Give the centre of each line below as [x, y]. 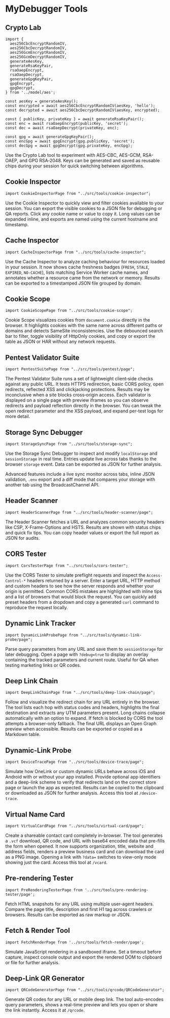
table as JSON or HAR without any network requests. [61, 342]
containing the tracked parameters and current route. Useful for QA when [82, 659]
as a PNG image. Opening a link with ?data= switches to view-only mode [81, 857]
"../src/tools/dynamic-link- [111, 635]
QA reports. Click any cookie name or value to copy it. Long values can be [83, 214]
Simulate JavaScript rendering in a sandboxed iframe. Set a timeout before [83, 952]
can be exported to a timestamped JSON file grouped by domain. [73, 283]
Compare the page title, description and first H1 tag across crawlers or [79, 909]
